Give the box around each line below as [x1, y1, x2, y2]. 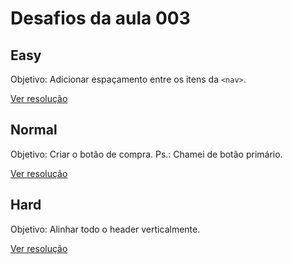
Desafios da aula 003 [10, 7, 191, 30]
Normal [10, 122, 58, 139]
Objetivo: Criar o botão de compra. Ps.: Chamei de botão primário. [10, 148, 283, 160]
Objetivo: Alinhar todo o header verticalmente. [10, 223, 201, 235]
